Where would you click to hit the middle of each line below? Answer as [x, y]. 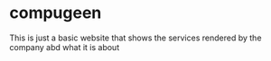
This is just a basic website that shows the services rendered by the [135, 38]
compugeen [56, 13]
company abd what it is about [65, 47]
